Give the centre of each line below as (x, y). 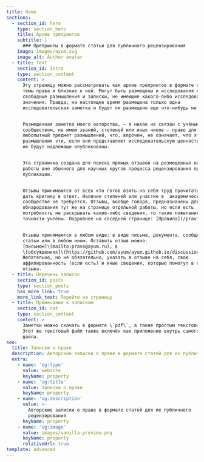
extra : (20, 359)
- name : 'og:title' (42, 382)
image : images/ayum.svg (47, 52)
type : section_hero (42, 29)
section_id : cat (38, 308)
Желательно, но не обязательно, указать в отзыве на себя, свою (105, 258)
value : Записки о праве (53, 387)
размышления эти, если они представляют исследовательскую (98, 141)
